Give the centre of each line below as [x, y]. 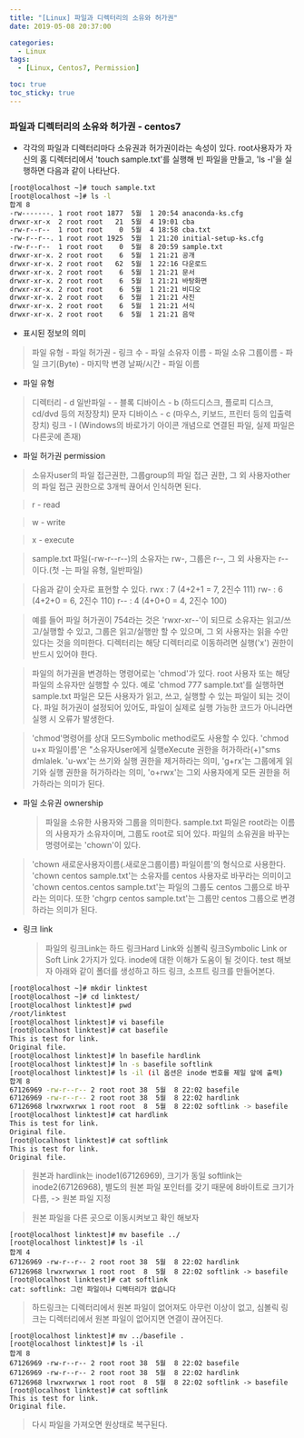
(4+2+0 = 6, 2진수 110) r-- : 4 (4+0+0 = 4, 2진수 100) [129, 601]
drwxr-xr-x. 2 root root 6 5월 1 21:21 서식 [102, 306]
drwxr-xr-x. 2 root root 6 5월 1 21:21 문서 [102, 272]
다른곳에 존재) [56, 436]
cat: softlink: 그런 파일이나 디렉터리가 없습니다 [93, 1290]
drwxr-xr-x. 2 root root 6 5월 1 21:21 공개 [102, 255]
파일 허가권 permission [64, 456]
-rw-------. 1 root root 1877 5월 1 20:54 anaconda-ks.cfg [126, 213]
